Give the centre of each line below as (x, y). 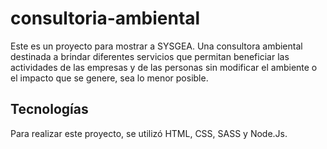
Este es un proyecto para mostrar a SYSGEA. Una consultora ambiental (156, 46)
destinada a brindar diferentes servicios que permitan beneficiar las (150, 56)
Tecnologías (49, 109)
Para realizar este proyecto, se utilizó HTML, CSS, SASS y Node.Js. (149, 133)
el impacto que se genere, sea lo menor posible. (109, 78)
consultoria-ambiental (105, 18)
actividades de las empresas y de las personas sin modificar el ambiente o (164, 67)
